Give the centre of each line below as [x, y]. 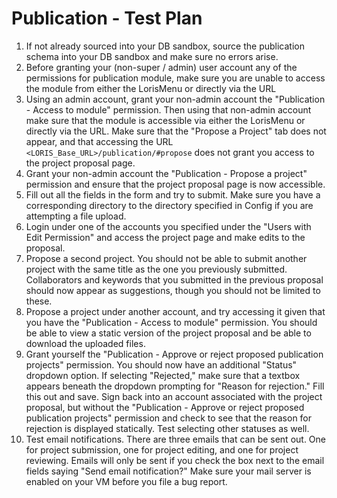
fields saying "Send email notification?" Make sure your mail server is [168, 471]
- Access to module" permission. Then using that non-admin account [168, 109]
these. [39, 301]
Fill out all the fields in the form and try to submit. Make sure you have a [173, 194]
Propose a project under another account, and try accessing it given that [175, 311]
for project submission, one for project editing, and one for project [162, 449]
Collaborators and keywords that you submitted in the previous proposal [174, 279]
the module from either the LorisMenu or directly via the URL [151, 88]
